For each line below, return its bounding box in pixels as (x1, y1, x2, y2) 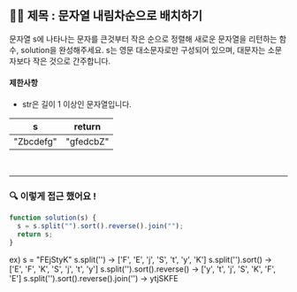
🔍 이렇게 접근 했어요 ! (9, 189, 97, 202)
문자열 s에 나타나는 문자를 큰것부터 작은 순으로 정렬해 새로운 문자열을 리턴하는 (9, 34, 278, 44)
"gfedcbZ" (65, 135, 110, 148)
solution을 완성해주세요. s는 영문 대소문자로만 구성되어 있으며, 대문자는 (20, 44, 266, 55)
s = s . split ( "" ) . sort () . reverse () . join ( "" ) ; (17, 222, 184, 231)
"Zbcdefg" (13, 135, 57, 148)
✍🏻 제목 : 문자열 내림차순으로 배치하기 (9, 8, 203, 24)
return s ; (17, 230, 53, 239)
